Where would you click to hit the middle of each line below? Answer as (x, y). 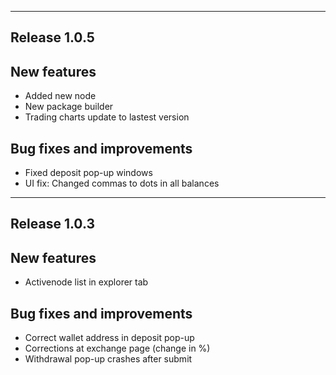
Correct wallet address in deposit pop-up (109, 338)
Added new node (60, 96)
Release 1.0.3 (52, 224)
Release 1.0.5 (52, 37)
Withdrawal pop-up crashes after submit (108, 359)
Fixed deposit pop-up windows (88, 173)
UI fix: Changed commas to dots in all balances (122, 183)
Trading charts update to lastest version (107, 117)
